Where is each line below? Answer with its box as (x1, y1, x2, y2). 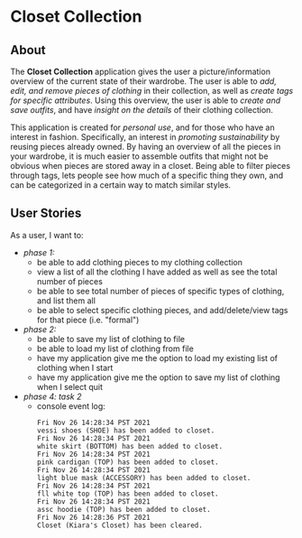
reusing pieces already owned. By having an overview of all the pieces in (10, 142, 281, 152)
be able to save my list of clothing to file (36, 333, 186, 344)
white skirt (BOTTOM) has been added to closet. (36, 441, 224, 450)
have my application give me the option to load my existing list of (36, 352, 279, 363)
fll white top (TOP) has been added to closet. (36, 489, 219, 498)
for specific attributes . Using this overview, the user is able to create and (10, 95, 281, 106)
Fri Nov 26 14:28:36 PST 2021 (36, 513, 151, 522)
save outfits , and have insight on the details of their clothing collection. (10, 105, 274, 115)
